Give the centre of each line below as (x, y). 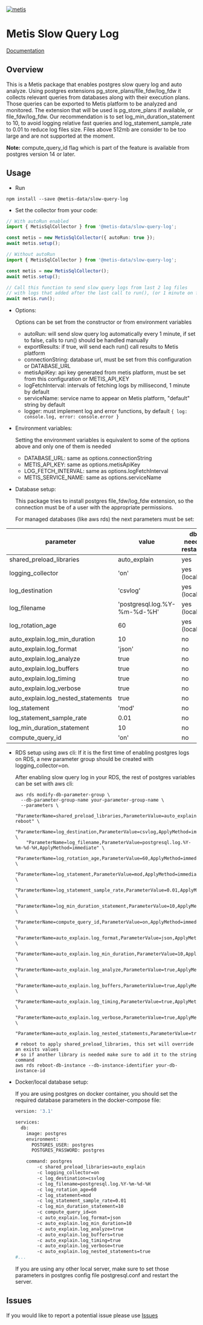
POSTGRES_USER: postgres (63, 1145)
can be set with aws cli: (44, 784)
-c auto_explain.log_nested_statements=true (94, 1252)
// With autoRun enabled (37, 221)
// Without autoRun (31, 255)
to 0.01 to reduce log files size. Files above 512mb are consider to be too (96, 129)
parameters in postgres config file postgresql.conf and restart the (96, 1275)
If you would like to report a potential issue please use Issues (82, 1315)
